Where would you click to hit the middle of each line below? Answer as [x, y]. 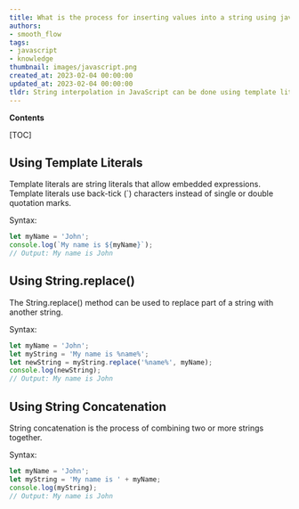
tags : [19, 42]
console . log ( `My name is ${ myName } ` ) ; [81, 245]
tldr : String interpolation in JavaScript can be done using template [143, 92]
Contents [27, 118]
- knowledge [31, 59]
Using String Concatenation [88, 406]
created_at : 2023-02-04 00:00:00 [71, 76]
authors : [25, 26]
